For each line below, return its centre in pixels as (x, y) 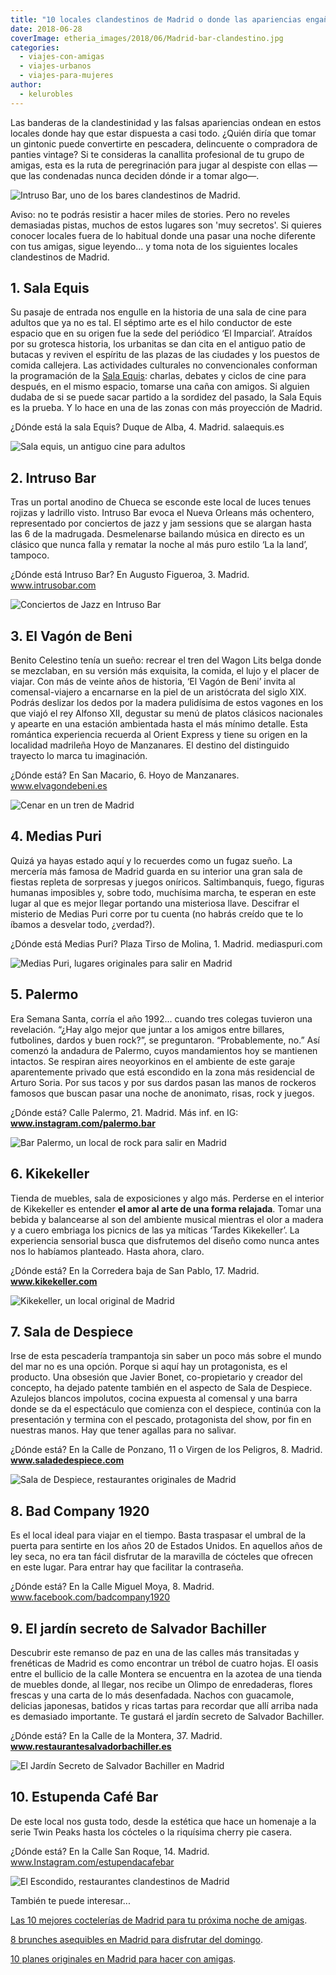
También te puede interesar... (70, 1900)
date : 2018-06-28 (46, 29)
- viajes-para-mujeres (66, 76)
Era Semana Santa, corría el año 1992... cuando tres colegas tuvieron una (161, 1018)
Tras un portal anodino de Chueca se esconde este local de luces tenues (161, 502)
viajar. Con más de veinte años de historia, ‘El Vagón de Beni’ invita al (153, 682)
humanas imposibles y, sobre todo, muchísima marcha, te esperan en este (163, 892)
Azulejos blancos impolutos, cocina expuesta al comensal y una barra (154, 1398)
